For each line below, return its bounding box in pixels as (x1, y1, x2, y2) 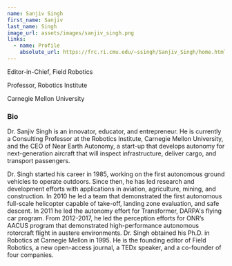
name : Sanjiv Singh (7, 10, 64, 17)
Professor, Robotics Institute (7, 81, 88, 89)
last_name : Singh (7, 23, 57, 30)
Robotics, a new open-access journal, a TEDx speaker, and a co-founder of (7, 243, 222, 252)
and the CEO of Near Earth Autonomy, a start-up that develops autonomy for (7, 142, 225, 151)
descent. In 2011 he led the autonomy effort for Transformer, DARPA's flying (7, 207, 222, 215)
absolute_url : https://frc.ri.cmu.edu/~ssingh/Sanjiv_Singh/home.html (19, 49, 227, 56)
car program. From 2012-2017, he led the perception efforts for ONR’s (7, 214, 204, 222)
